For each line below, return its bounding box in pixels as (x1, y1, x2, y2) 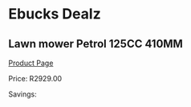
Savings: (8, 89, 38, 99)
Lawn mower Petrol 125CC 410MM (8, 37, 183, 51)
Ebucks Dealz (8, 5, 102, 23)
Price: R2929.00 (8, 74, 63, 83)
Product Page (8, 58, 54, 68)
